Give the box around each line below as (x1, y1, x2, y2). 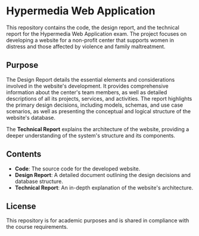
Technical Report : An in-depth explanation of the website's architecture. (14, 184, 194, 191)
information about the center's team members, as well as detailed (6, 88, 167, 96)
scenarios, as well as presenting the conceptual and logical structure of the (6, 107, 191, 114)
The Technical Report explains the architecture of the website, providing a (6, 125, 189, 132)
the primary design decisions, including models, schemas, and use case (6, 101, 184, 108)
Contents (6, 149, 42, 159)
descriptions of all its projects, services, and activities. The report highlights (6, 95, 192, 102)
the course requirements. (6, 223, 69, 231)
